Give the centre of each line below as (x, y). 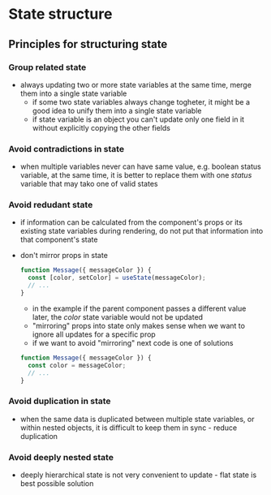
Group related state (47, 67)
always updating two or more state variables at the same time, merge (135, 84)
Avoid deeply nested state (61, 457)
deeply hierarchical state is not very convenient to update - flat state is (138, 475)
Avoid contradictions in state (66, 148)
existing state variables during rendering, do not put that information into (142, 231)
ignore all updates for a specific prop (94, 334)
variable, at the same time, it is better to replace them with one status (136, 175)
